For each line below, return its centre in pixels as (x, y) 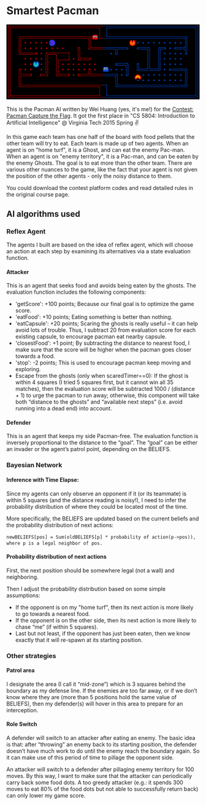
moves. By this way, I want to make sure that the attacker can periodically (99, 776)
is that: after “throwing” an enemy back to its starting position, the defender (102, 745)
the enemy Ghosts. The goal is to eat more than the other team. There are (99, 163)
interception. (22, 710)
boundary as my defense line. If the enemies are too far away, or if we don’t (102, 690)
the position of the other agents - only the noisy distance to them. (89, 176)
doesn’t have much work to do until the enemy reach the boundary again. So (103, 751)
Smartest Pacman (53, 11)
